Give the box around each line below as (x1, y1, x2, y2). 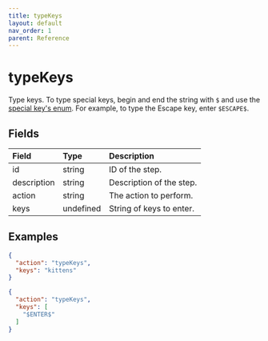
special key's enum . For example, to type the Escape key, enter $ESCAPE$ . (8, 103, 250, 113)
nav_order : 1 (8, 26, 52, 34)
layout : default (8, 19, 62, 27)
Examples (8, 230, 58, 244)
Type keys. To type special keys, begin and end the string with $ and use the (8, 95, 261, 105)
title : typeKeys (8, 11, 62, 20)
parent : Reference (8, 34, 70, 42)
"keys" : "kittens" (15, 266, 78, 275)
